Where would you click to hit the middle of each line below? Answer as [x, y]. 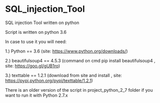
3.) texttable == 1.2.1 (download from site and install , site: [64, 75]
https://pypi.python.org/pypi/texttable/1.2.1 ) [49, 80]
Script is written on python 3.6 [36, 32]
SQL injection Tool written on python [42, 23]
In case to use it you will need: [36, 41]
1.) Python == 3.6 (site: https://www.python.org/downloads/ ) [67, 51]
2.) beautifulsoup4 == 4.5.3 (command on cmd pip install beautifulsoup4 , [80, 60]
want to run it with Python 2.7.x [37, 95]
